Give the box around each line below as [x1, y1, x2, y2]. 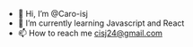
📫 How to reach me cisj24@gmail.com [17, 27, 163, 38]
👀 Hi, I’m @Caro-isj [17, 9, 88, 19]
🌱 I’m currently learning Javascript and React [17, 18, 185, 28]
